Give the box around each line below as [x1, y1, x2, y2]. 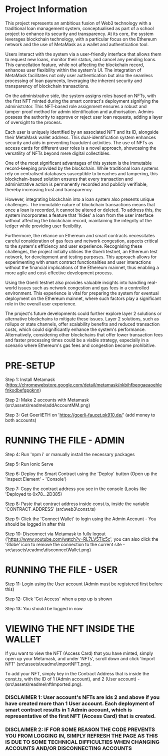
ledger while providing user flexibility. [5, 223, 82, 229]
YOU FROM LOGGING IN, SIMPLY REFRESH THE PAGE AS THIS [5, 732, 158, 739]
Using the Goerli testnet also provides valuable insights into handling [5, 279, 146, 285]
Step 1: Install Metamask [5, 376, 55, 383]
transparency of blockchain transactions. [5, 83, 90, 89]
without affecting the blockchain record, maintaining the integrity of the [5, 217, 152, 223]
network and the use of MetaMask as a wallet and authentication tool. [5, 41, 149, 47]
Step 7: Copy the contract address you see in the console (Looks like [5, 486, 147, 492]
